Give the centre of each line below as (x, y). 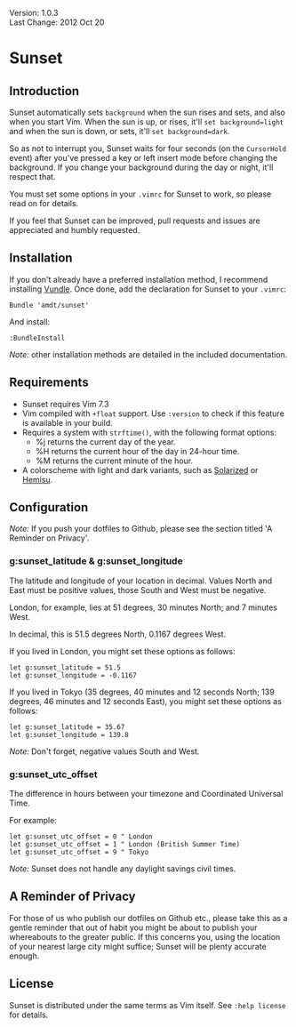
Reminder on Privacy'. (49, 538)
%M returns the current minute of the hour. (114, 461)
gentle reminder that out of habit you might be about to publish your (133, 927)
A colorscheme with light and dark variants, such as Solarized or (140, 469)
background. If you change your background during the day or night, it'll (141, 167)
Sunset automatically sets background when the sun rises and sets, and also (148, 112)
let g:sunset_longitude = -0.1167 (73, 675)
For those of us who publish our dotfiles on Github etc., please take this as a (148, 918)
